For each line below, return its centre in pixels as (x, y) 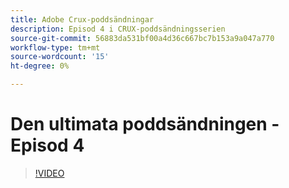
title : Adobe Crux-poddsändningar (82, 19)
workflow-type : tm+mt (55, 47)
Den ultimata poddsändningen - (145, 124)
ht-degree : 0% (40, 66)
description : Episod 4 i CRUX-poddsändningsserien (118, 29)
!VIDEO (49, 173)
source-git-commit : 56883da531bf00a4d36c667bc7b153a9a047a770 (142, 38)
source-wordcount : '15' (60, 57)
